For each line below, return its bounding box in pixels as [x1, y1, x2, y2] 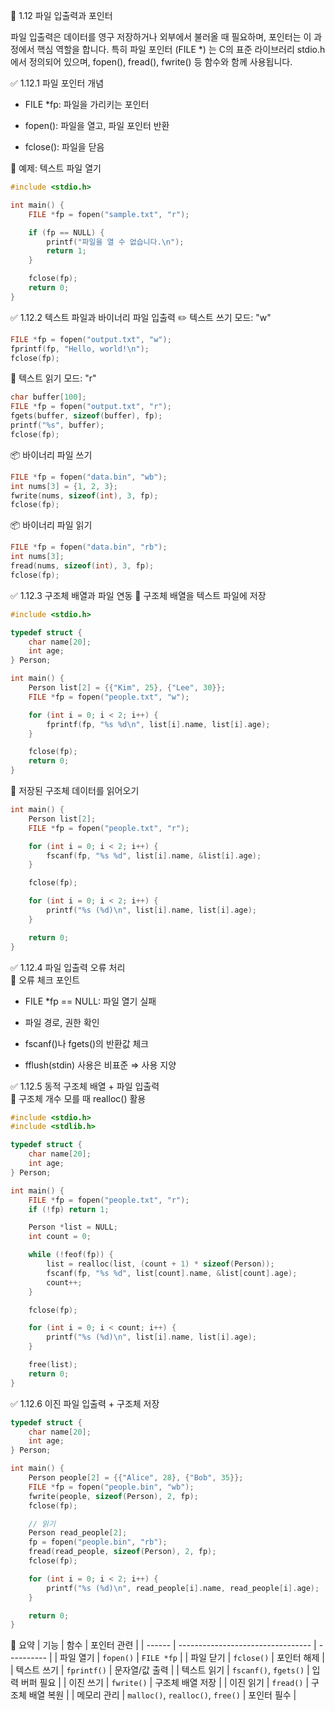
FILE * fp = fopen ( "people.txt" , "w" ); [28, 692, 190, 702]
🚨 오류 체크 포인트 [10, 974, 81, 986]
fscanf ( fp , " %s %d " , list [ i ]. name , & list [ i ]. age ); [46, 850, 262, 861]
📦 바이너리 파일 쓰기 [10, 449, 93, 461]
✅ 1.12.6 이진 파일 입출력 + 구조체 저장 [10, 1397, 160, 1409]
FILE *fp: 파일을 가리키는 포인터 [24, 99, 150, 110]
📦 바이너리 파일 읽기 [10, 519, 93, 531]
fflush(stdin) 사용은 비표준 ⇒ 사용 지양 [24, 1059, 177, 1071]
